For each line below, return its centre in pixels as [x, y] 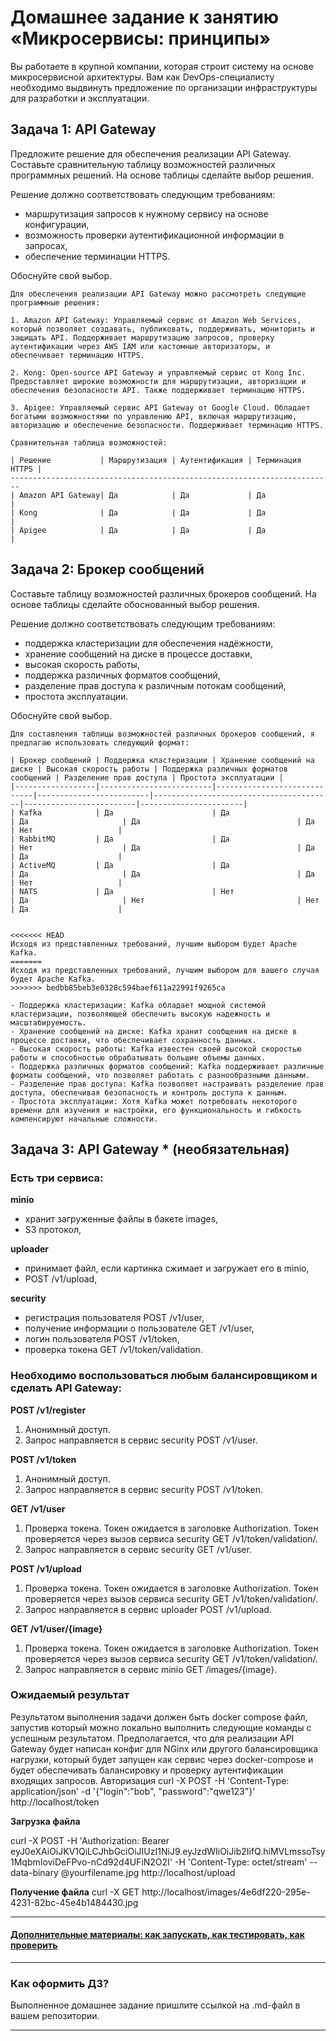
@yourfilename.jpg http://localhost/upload [148, 1872]
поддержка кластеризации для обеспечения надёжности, [149, 643]
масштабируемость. [48, 1022]
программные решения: [55, 302]
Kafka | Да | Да [124, 812]
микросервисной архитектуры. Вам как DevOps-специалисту [142, 77]
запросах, [46, 245]
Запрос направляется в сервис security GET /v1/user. [138, 1549]
